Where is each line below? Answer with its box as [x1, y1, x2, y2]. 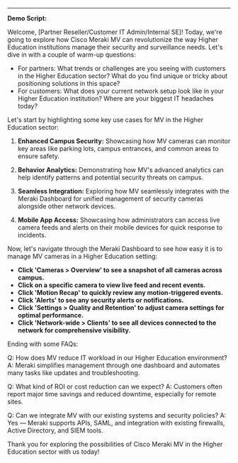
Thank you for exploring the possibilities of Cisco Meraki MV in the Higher [7, 440, 223, 448]
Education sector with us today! [7, 447, 100, 456]
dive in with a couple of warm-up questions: [7, 50, 136, 59]
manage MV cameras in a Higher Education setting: [7, 252, 158, 260]
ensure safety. [17, 152, 60, 160]
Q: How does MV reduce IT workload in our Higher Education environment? [7, 354, 228, 362]
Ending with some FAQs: [7, 340, 79, 348]
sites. [7, 398, 23, 406]
